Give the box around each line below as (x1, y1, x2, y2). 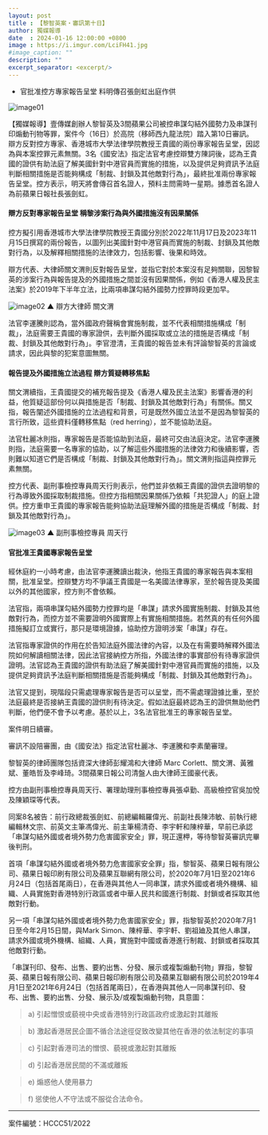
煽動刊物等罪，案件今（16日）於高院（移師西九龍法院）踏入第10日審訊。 (14, 128, 254, 138)
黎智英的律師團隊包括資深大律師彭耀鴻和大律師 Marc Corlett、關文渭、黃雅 (8, 759, 254, 768)
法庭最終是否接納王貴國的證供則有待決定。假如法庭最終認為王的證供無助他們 (8, 697, 260, 707)
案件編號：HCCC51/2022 (8, 1118, 91, 1129)
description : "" (8, 57, 62, 65)
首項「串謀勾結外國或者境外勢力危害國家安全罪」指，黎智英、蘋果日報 (8, 859, 239, 869)
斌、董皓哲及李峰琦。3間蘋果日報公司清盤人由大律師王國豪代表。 (8, 768, 223, 778)
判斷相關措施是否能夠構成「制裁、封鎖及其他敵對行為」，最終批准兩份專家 (8, 168, 250, 178)
